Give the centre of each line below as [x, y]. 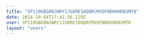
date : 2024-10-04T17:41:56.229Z [46, 17]
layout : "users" [26, 28]
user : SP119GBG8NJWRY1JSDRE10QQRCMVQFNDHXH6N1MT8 [69, 22]
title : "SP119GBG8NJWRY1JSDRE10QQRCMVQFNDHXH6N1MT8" [73, 11]
